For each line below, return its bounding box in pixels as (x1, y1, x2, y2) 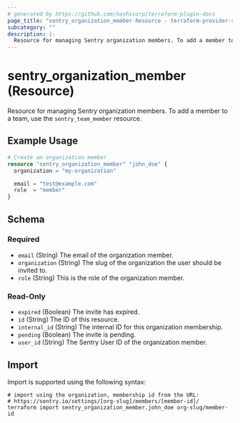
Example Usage (7, 135, 79, 147)
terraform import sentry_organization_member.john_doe (7, 404, 174, 411)
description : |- (7, 30, 56, 38)
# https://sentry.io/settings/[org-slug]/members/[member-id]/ (7, 397, 200, 404)
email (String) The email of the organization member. (17, 251, 174, 259)
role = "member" (14, 186, 66, 194)
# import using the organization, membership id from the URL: (7, 391, 200, 399)
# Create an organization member (7, 154, 107, 161)
